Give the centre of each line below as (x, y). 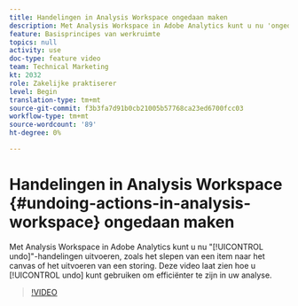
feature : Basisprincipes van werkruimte (85, 34)
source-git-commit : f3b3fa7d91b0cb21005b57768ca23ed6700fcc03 (126, 108)
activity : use (35, 51)
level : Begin (33, 91)
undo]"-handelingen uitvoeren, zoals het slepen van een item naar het (137, 256)
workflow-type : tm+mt (49, 116)
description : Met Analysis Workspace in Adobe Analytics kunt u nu (137, 26)
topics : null (33, 42)
